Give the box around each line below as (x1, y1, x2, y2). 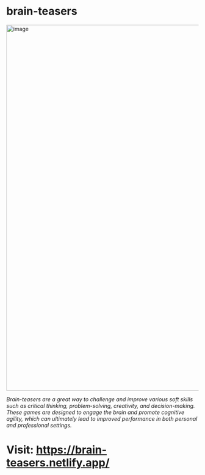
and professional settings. (6, 421, 72, 429)
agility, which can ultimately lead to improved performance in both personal (6, 415, 198, 422)
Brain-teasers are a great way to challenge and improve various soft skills (6, 395, 193, 403)
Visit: (6, 443, 34, 457)
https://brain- (36, 443, 107, 457)
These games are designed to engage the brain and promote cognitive (6, 409, 185, 416)
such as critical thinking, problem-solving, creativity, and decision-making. (6, 402, 195, 409)
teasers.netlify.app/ (6, 456, 110, 470)
